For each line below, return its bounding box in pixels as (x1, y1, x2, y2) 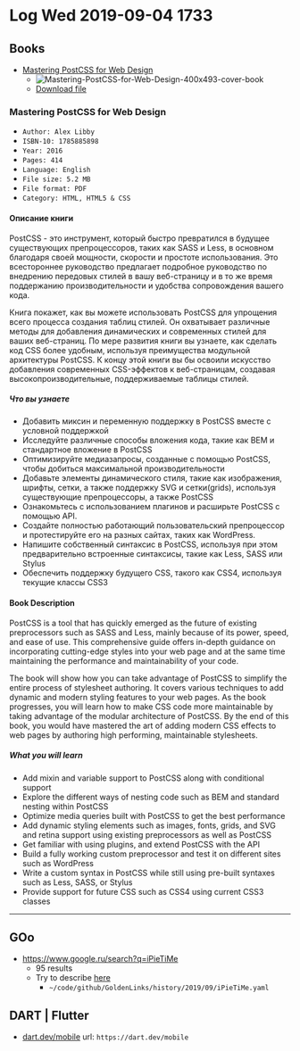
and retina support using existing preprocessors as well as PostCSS (21, 829, 272, 840)
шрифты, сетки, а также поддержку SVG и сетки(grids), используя (21, 483, 277, 493)
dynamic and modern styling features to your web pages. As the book (9, 691, 266, 702)
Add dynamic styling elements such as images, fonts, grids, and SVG (21, 820, 277, 831)
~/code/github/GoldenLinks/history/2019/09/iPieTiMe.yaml (48, 983, 270, 993)
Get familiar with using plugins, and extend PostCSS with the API (21, 839, 261, 849)
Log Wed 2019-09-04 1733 (9, 5, 213, 26)
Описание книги (9, 212, 74, 223)
